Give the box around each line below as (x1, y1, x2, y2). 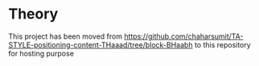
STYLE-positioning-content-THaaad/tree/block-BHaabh (8, 39, 193, 49)
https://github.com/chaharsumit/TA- (124, 31, 244, 41)
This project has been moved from (8, 31, 123, 41)
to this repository (194, 39, 251, 49)
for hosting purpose (8, 48, 75, 58)
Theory (8, 5, 59, 23)
